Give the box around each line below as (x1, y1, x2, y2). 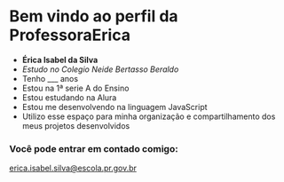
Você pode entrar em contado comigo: (9, 142, 179, 154)
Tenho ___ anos (21, 73, 78, 83)
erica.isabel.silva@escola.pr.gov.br (9, 162, 138, 174)
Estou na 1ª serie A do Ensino (21, 83, 130, 93)
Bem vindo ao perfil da (9, 6, 179, 27)
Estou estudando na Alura (21, 91, 117, 103)
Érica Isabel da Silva (21, 54, 99, 65)
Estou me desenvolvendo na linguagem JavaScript (21, 101, 208, 112)
